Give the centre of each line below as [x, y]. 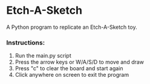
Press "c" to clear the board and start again [69, 68]
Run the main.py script [43, 56]
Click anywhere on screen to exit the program [72, 75]
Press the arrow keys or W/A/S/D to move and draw [79, 62]
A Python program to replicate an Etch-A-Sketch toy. [72, 27]
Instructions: [26, 43]
